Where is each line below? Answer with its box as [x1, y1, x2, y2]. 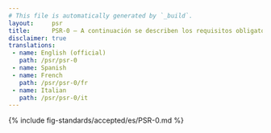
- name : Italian [11, 86, 67, 95]
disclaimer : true [8, 34, 67, 42]
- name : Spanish [11, 64, 67, 72]
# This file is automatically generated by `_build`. [8, 11, 194, 20]
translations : [8, 42, 56, 50]
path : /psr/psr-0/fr [19, 79, 89, 87]
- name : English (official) [11, 49, 106, 57]
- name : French [11, 71, 63, 79]
